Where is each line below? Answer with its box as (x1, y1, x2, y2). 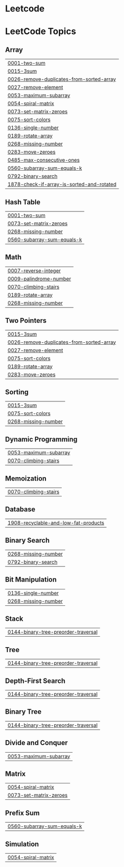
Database (5, 505, 36, 514)
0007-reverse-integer (7, 267, 61, 274)
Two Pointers (5, 316, 47, 325)
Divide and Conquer (5, 739, 68, 747)
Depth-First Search (5, 676, 66, 685)
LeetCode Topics (5, 26, 77, 37)
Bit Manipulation (5, 576, 57, 584)
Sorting (5, 388, 29, 396)
